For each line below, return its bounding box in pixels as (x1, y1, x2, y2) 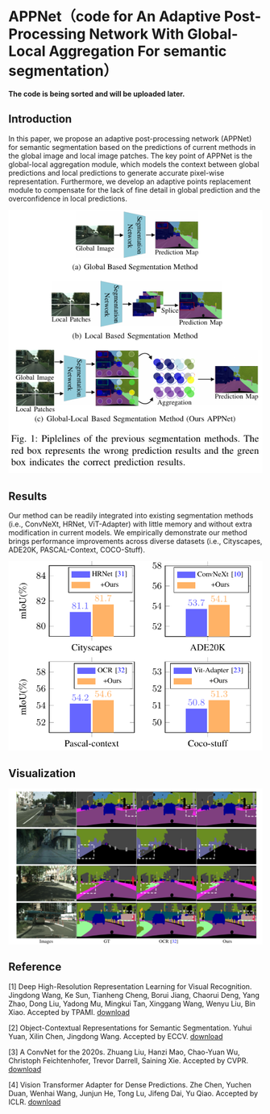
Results (8, 489, 48, 503)
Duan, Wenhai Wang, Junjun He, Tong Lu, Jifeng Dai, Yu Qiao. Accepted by (8, 1088, 259, 1098)
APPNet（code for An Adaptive (8, 7, 222, 26)
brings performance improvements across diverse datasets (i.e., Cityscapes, (8, 537, 263, 547)
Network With (88, 25, 185, 44)
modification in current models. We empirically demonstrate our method (8, 528, 247, 538)
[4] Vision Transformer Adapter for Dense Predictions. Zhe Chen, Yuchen (8, 1079, 251, 1089)
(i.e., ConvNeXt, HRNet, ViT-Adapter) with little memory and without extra (8, 519, 252, 529)
